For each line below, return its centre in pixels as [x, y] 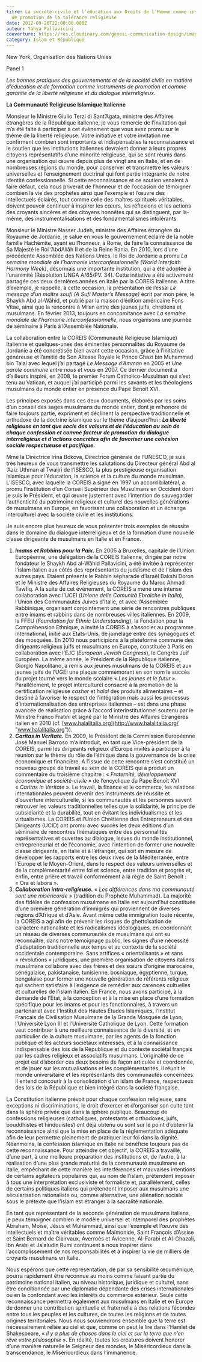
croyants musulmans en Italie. [43, 1258]
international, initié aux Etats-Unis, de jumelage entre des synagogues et [105, 633]
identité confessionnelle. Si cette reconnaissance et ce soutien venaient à [97, 180]
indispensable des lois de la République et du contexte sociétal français [104, 1049]
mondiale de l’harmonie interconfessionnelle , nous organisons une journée [99, 320]
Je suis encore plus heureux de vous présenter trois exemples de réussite [98, 526]
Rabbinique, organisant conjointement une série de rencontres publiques [105, 608]
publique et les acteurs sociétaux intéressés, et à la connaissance [96, 1043]
